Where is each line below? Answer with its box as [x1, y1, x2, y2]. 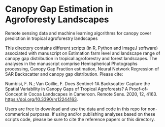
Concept [5, 91, 23, 97]
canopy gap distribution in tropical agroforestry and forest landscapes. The [5, 55, 158, 61]
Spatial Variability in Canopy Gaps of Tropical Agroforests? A [5, 86, 128, 92]
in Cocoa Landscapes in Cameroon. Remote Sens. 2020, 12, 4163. [24, 91, 158, 97]
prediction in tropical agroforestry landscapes [5, 35, 98, 41]
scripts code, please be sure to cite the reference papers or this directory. [5, 116, 155, 122]
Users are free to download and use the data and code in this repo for [5, 106, 147, 112]
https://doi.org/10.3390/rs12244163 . [5, 96, 78, 102]
